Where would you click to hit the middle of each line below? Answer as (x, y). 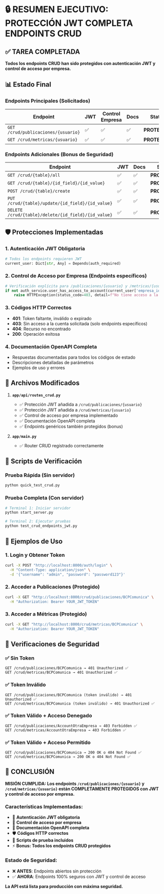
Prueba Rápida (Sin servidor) (40, 475)
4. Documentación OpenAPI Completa (51, 346)
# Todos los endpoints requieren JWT (43, 259)
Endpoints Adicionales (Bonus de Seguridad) (59, 154)
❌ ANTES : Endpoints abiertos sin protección (57, 871)
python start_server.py (29, 513)
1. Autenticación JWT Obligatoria (45, 249)
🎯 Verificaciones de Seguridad (52, 644)
